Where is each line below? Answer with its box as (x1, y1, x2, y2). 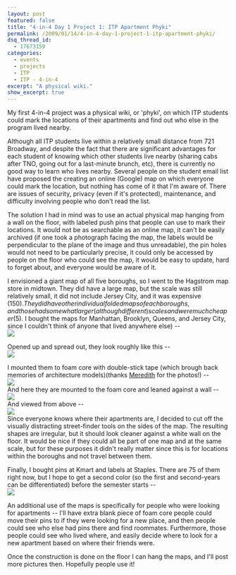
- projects (13, 63, 46, 70)
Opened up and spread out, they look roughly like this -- (7, 343, 170, 351)
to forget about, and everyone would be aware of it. (7, 263, 157, 272)
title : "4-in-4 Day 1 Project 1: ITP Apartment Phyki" (7, 23, 172, 30)
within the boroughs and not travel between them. (7, 452, 153, 461)
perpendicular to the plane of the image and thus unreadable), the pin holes (7, 241, 227, 249)
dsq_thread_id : (7, 37, 52, 44)
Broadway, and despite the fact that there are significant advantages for (7, 145, 216, 153)
